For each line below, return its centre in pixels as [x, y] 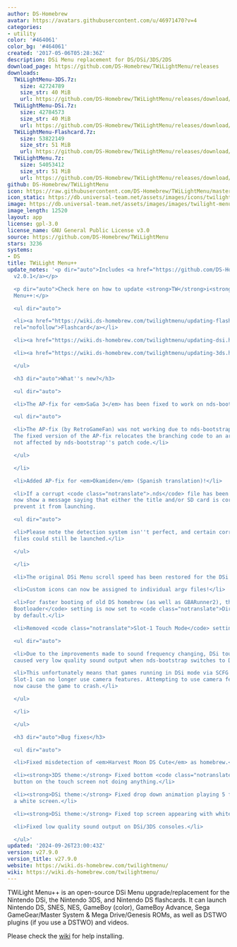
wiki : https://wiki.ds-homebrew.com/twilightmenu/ [83, 872]
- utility [22, 34]
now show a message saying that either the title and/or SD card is [116, 500]
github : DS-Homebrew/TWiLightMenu [58, 184]
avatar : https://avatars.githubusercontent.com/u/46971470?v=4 [102, 20]
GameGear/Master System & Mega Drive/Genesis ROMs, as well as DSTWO [117, 915]
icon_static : [26, 198]
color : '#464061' [33, 40]
